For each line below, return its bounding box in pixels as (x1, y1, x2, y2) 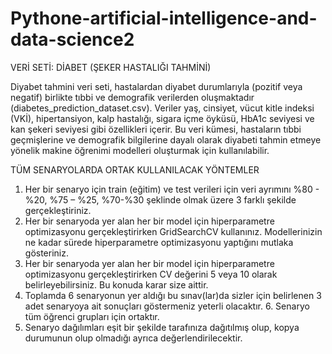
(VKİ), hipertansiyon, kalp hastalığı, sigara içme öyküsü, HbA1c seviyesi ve (10, 112, 315, 124)
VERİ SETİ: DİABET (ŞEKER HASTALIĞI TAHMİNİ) (10, 61, 212, 73)
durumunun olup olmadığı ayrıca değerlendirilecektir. (24, 332, 243, 344)
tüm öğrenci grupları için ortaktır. (24, 310, 160, 322)
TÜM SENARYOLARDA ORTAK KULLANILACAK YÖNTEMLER (10, 163, 260, 176)
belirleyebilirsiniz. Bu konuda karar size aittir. (24, 278, 209, 291)
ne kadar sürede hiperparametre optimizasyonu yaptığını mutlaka (24, 236, 294, 248)
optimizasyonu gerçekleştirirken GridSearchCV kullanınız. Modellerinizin (24, 225, 323, 237)
